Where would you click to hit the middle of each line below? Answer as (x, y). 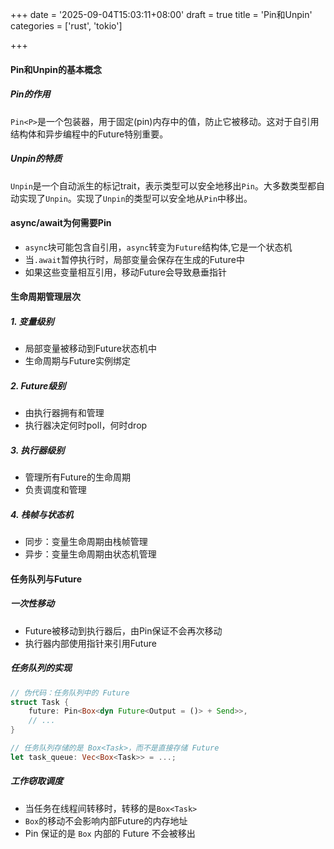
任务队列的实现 (41, 668)
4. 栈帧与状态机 (42, 514)
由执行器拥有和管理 (64, 413)
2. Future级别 (38, 385)
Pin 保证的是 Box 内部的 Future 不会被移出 (110, 833)
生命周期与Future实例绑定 (77, 361)
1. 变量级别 (32, 321)
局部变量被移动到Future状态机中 (90, 349)
